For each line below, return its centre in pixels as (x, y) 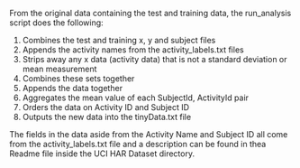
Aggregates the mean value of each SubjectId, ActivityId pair (136, 98)
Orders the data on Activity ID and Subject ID (106, 107)
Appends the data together (73, 88)
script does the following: (56, 23)
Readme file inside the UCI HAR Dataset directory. (102, 154)
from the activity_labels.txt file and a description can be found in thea (138, 144)
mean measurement (59, 69)
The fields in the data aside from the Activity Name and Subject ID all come (149, 134)
